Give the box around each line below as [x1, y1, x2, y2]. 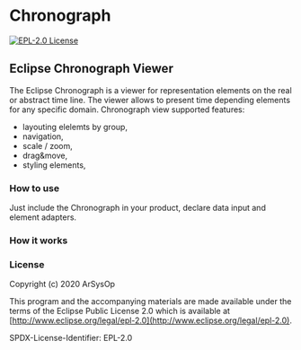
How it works [9, 234, 68, 247]
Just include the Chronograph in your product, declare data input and [9, 203, 267, 214]
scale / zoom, [22, 140, 74, 151]
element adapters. [9, 212, 77, 223]
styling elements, [22, 159, 86, 171]
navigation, [22, 131, 65, 142]
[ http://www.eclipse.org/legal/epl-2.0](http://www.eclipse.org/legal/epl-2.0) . [9, 315, 292, 326]
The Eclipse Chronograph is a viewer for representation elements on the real [9, 84, 292, 95]
